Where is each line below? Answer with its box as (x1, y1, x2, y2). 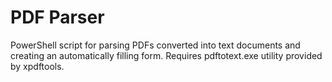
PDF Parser (10, 6, 105, 29)
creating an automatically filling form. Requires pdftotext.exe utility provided (10, 49, 323, 61)
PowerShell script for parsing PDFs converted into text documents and (10, 39, 301, 51)
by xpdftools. (10, 60, 65, 72)
